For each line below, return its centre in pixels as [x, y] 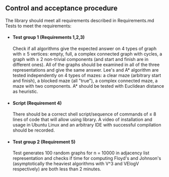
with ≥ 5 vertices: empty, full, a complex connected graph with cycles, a [87, 54]
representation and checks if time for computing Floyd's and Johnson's [87, 158]
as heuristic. [25, 92]
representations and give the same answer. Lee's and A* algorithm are [86, 70]
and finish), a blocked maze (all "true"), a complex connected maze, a [85, 81]
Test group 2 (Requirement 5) [44, 142]
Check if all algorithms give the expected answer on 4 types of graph [84, 49]
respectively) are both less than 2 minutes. [57, 169]
